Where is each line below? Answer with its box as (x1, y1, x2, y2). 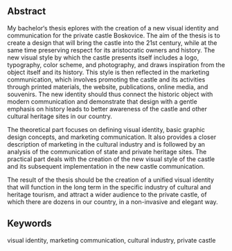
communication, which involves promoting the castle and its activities (7, 75, 206, 84)
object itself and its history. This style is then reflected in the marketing (7, 68, 210, 76)
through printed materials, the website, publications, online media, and (7, 82, 208, 91)
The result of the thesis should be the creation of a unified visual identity (7, 176, 215, 184)
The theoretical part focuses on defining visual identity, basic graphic (7, 125, 206, 133)
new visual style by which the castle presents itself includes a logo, (7, 53, 199, 62)
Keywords (7, 218, 52, 230)
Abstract (7, 6, 46, 17)
